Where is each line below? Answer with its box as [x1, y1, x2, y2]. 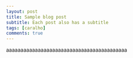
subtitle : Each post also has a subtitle [6, 19, 109, 25]
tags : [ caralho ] [6, 25, 46, 31]
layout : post [6, 8, 38, 15]
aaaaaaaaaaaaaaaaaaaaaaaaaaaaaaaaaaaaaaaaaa [6, 46, 128, 53]
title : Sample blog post [6, 14, 67, 20]
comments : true [6, 30, 43, 36]
